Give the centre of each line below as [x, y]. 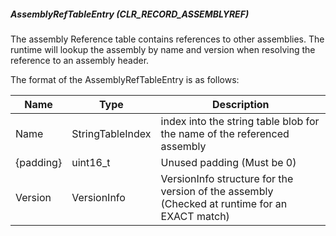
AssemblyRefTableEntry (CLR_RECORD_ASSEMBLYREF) [130, 14]
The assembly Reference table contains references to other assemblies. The [167, 39]
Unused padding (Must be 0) [228, 162]
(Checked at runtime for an [224, 203]
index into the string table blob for [240, 121]
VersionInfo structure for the [227, 178]
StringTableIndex [111, 133]
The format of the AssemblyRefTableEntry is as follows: [125, 79]
